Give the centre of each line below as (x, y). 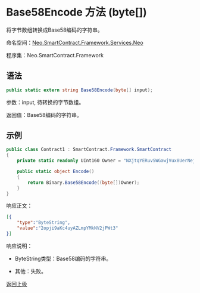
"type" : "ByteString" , (43, 223)
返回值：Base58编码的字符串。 (44, 115)
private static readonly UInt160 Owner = (69, 161)
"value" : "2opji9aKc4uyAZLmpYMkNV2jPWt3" (68, 228)
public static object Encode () (56, 172)
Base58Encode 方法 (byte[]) (76, 12)
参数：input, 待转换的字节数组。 (45, 102)
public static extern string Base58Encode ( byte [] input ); (79, 90)
